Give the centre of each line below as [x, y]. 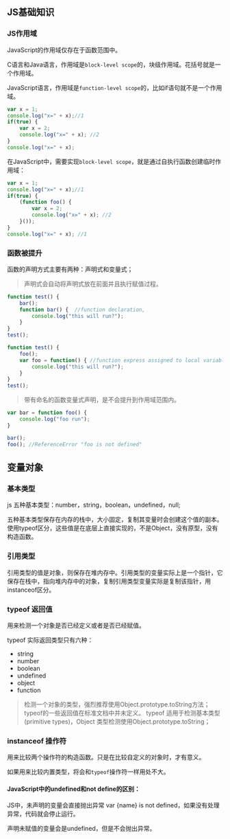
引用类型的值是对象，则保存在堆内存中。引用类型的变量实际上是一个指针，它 [115, 573]
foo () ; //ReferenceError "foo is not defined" [75, 444]
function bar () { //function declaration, [82, 310]
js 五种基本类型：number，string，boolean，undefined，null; [94, 505]
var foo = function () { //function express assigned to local [110, 360]
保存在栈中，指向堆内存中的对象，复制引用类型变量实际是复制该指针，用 [109, 581]
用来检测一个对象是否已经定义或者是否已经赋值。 [76, 625]
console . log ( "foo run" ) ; [55, 419]
